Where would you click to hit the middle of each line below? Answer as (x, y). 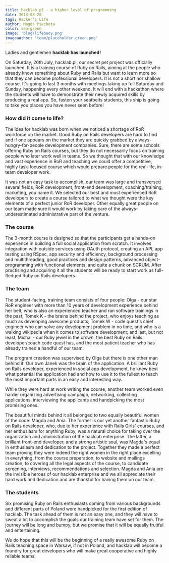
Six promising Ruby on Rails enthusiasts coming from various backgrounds (83, 503)
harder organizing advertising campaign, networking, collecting (71, 394)
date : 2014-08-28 (23, 15)
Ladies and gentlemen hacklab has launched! (53, 52)
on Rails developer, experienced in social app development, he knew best (81, 369)
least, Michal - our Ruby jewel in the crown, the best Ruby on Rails (74, 337)
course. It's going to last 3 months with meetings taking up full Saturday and (84, 83)
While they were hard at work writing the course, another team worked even (84, 389)
